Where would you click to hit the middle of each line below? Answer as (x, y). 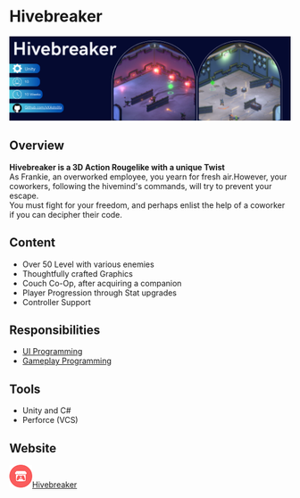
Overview (37, 146)
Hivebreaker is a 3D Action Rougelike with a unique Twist (117, 167)
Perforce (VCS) (50, 420)
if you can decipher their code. (66, 214)
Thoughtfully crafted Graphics (78, 273)
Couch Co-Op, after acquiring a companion (102, 283)
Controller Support (56, 302)
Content (33, 243)
